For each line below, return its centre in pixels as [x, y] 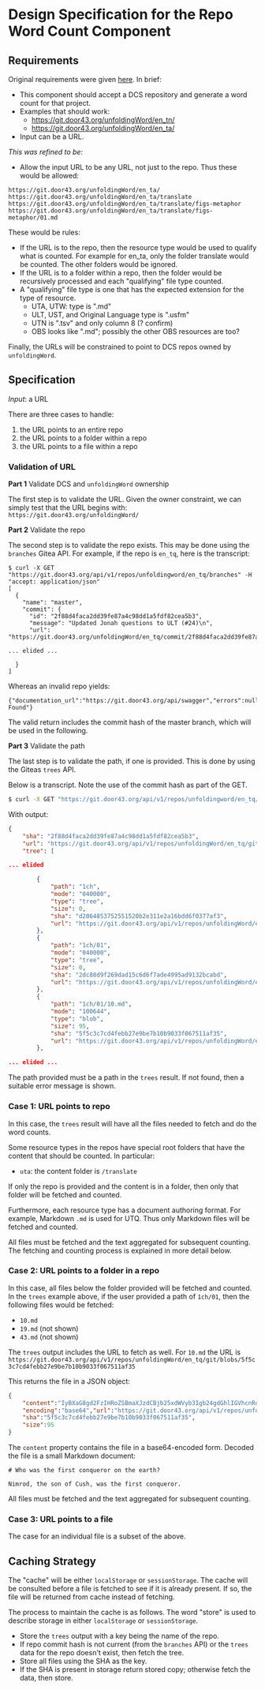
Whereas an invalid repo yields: [59, 686]
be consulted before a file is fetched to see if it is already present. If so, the [130, 1589]
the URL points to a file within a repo [78, 446]
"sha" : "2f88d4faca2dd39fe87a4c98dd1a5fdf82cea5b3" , [111, 836]
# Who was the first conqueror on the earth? [84, 1471]
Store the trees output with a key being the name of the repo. [119, 1636]
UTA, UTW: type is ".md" [71, 306]
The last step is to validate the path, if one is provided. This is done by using [132, 761]
